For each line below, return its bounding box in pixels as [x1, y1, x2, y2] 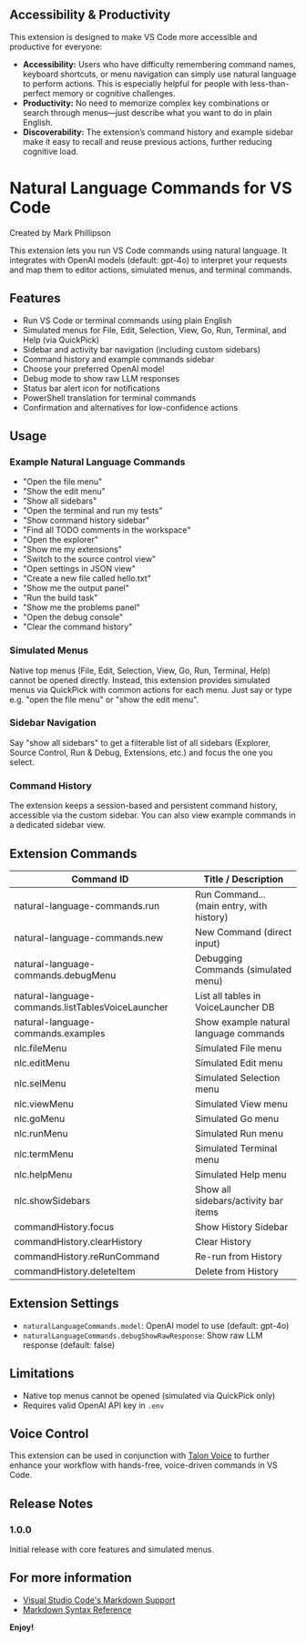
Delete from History [194, 1265, 280, 1278]
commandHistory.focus [14, 1220, 115, 1233]
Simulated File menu [194, 1042, 282, 1055]
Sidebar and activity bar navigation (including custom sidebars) [22, 343, 261, 354]
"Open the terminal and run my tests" [22, 505, 163, 516]
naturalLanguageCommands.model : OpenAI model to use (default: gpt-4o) [22, 1320, 290, 1331]
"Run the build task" [22, 592, 98, 604]
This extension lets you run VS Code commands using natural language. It [9, 245, 287, 256]
